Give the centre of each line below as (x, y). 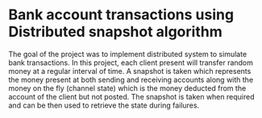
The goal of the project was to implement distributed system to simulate (128, 54)
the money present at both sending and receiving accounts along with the (131, 79)
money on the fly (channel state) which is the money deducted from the (127, 88)
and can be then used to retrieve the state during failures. (104, 105)
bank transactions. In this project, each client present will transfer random (131, 63)
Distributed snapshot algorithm (116, 32)
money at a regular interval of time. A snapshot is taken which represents (130, 71)
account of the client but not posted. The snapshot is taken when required (131, 96)
